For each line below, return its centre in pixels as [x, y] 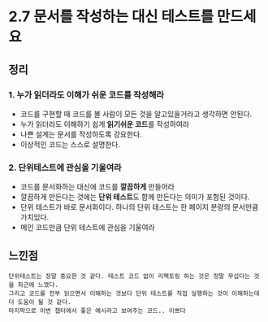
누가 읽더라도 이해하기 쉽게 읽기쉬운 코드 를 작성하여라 [104, 124]
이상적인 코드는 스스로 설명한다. [70, 144]
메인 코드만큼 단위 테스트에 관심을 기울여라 [88, 228]
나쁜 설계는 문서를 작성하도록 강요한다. [81, 134]
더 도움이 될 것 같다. [40, 302]
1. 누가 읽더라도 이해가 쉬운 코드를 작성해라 [86, 94]
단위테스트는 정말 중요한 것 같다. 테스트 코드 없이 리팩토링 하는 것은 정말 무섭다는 [129, 276]
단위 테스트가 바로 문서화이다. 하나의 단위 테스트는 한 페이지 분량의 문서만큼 [139, 207]
